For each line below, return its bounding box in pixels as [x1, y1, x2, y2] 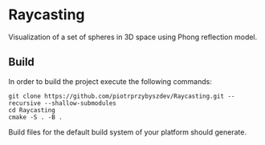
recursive [8, 99, 42, 107]
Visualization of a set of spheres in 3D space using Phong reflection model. [8, 32, 258, 42]
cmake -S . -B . [8, 113, 63, 121]
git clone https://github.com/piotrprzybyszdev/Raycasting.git [8, 92, 225, 100]
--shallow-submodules [43, 99, 116, 107]
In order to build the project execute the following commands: [8, 76, 213, 86]
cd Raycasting [8, 106, 56, 114]
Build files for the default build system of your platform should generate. [8, 127, 247, 137]
